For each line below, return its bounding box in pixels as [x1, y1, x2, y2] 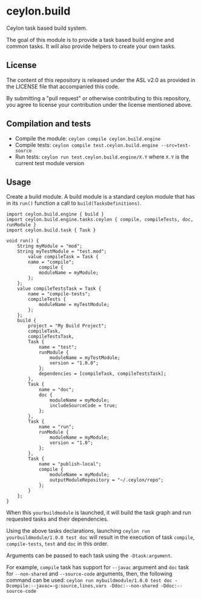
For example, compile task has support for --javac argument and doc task [6, 564, 189, 571]
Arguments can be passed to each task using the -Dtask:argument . [6, 552, 173, 560]
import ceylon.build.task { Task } [6, 227, 96, 233]
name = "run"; [38, 424, 74, 430]
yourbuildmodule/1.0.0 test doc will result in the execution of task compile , [6, 533, 195, 541]
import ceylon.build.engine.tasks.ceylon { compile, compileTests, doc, [6, 217, 194, 223]
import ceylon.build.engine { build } [6, 211, 104, 217]
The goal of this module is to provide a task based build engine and [6, 36, 174, 43]
